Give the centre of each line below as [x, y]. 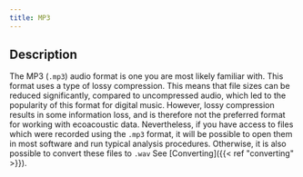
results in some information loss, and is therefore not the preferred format [147, 115]
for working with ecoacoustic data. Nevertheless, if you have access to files [151, 124]
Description [43, 55]
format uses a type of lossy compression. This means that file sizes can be [150, 86]
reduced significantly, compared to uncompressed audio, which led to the [148, 95]
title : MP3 [30, 18]
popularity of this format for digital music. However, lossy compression [142, 105]
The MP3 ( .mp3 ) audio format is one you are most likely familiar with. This [146, 76]
